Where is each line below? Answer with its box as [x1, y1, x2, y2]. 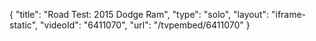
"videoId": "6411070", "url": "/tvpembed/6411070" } [40, 19, 251, 31]
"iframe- [270, 9, 307, 20]
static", [9, 19, 39, 31]
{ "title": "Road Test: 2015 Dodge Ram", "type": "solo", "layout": [9, 9, 270, 20]
